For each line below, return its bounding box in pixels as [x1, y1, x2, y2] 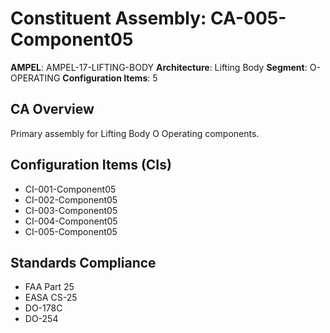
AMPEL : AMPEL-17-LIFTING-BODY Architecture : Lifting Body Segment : [10, 61, 308, 73]
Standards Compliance [10, 254, 157, 271]
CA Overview [10, 101, 95, 118]
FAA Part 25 [24, 281, 75, 293]
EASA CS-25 [24, 292, 78, 304]
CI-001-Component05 [24, 183, 117, 195]
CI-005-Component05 [24, 225, 118, 237]
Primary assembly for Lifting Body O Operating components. [10, 127, 260, 139]
